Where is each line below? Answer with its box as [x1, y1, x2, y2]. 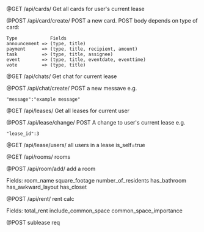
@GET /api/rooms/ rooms [6, 153, 71, 161]
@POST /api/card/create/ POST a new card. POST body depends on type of [6, 17, 199, 24]
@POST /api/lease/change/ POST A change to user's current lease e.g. [6, 119, 186, 126]
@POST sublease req [6, 219, 60, 226]
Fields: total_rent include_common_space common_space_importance [6, 207, 183, 214]
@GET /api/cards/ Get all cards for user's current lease [6, 5, 145, 12]
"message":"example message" [6, 96, 81, 103]
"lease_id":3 [6, 131, 40, 137]
